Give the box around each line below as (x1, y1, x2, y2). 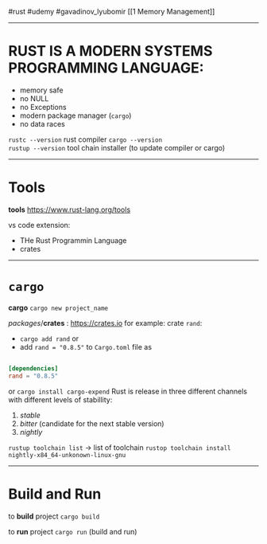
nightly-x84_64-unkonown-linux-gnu (8, 451, 126, 459)
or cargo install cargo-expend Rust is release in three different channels (8, 386, 248, 396)
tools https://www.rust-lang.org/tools (8, 205, 131, 214)
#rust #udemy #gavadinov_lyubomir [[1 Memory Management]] (8, 7, 215, 16)
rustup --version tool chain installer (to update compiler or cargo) (8, 143, 226, 152)
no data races (19, 119, 65, 128)
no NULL (19, 93, 49, 103)
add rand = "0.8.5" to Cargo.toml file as (19, 342, 153, 351)
